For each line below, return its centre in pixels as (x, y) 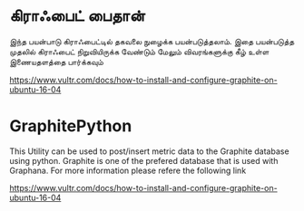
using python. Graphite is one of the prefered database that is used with (144, 160)
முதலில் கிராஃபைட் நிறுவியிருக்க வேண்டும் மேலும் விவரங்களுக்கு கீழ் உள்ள (139, 52)
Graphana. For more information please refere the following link (128, 170)
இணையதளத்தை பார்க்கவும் (57, 62)
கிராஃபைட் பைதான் (77, 16)
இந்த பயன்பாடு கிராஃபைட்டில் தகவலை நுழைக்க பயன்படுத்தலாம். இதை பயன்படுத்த (152, 41)
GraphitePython (71, 126)
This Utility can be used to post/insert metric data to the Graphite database (149, 151)
